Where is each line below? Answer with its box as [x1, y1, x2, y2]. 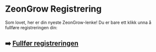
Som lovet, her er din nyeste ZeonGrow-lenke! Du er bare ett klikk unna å [5, 19, 152, 25]
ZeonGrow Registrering [5, 3, 102, 15]
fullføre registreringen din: [5, 24, 58, 30]
